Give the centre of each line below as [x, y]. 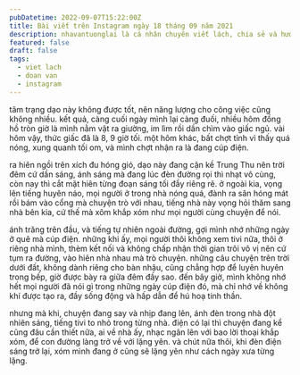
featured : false [39, 42]
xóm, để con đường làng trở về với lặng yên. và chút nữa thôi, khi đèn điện [146, 341]
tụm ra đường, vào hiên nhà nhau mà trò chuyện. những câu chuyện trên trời [150, 258]
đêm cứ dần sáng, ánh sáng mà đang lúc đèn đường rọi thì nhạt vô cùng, [143, 174]
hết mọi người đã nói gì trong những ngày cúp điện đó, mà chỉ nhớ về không [149, 286]
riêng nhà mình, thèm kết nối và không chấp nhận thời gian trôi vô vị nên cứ [148, 248]
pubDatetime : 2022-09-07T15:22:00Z [75, 17]
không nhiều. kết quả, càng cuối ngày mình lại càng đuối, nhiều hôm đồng [145, 119]
